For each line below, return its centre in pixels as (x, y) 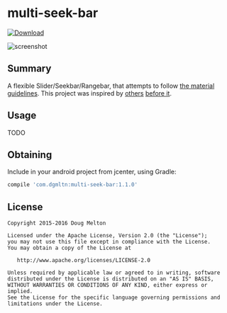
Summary (29, 69)
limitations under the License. (55, 304)
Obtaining (30, 155)
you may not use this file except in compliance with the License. (109, 242)
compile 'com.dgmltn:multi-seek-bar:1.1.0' (73, 185)
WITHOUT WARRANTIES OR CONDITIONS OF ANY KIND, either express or (107, 285)
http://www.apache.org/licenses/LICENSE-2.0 (84, 261)
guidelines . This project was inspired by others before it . (90, 93)
